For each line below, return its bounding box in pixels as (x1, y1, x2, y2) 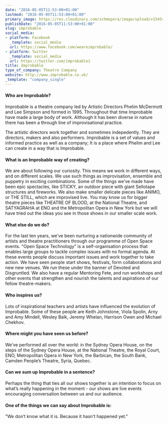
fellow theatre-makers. (5, 280, 52, 286)
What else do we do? (5, 221, 49, 227)
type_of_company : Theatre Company (5, 68, 77, 73)
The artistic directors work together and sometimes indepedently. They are (5, 129, 160, 135)
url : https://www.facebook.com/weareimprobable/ (9, 44, 113, 49)
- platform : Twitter (5, 49, 48, 54)
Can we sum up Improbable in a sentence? (5, 369, 95, 375)
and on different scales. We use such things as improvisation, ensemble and (5, 173, 162, 179)
